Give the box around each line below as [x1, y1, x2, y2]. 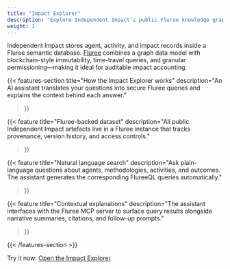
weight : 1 [7, 23, 36, 29]
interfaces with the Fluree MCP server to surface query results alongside [7, 207, 213, 216]
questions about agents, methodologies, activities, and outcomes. [34, 166, 221, 175]
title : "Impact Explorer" [7, 10, 81, 17]
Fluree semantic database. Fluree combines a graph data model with [7, 49, 201, 57]
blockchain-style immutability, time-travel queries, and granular [7, 56, 186, 64]
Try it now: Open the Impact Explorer [7, 254, 111, 262]
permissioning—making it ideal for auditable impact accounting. [7, 63, 187, 72]
